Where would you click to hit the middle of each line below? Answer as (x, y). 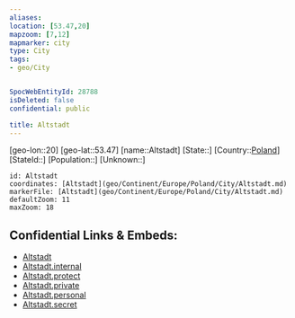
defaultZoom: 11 (40, 200)
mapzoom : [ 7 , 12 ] (40, 34)
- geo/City (30, 68)
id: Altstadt (34, 176)
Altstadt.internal (52, 267)
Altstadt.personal (54, 295)
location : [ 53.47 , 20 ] (50, 26)
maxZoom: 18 (31, 208)
